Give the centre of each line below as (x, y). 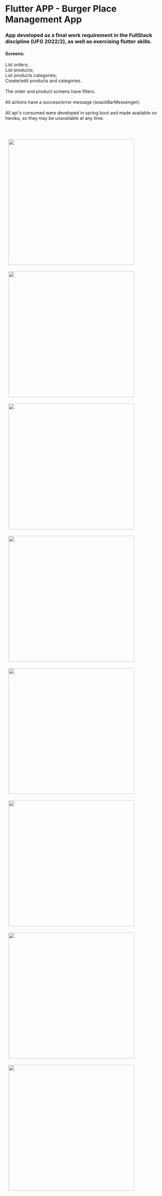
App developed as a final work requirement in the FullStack (79, 35)
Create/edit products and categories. (44, 81)
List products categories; (31, 76)
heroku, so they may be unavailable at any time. (55, 118)
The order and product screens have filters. (50, 92)
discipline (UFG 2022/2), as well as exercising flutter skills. (78, 42)
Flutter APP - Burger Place (61, 9)
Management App (44, 19)
